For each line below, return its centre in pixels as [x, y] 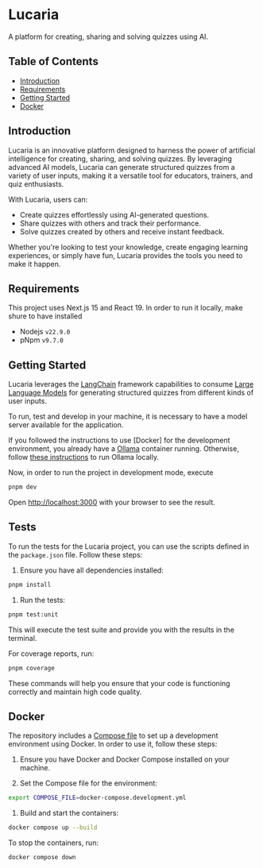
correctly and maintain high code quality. [75, 692]
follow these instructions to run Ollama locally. [84, 457]
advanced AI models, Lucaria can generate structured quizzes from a [122, 167]
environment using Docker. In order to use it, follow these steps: [113, 744]
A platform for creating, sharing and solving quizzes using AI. [108, 37]
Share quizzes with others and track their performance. [110, 223]
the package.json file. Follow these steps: [75, 554]
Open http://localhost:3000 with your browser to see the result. [112, 503]
